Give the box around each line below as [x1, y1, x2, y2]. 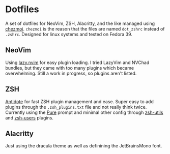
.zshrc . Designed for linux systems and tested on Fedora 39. [5, 31, 132, 37]
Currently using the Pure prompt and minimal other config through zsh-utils [5, 109, 163, 115]
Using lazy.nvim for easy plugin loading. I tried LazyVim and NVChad [5, 59, 150, 66]
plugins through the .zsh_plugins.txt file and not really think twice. [5, 104, 147, 110]
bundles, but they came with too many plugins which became [5, 65, 134, 71]
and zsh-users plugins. [5, 114, 53, 120]
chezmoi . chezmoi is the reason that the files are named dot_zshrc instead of [5, 25, 165, 32]
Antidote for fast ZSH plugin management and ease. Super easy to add [5, 98, 154, 105]
